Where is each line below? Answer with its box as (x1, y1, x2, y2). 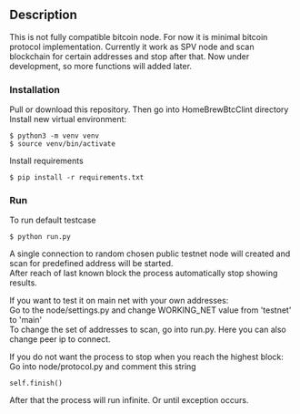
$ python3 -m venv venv (9, 131, 100, 140)
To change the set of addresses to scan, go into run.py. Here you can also (9, 324, 286, 336)
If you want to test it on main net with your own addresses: (9, 295, 229, 306)
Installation (9, 83, 61, 96)
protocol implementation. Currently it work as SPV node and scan (9, 41, 255, 52)
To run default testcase (9, 214, 96, 226)
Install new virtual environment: (9, 114, 127, 125)
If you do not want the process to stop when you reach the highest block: (9, 351, 284, 363)
